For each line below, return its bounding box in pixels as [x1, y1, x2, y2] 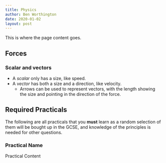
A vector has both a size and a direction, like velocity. [12, 81, 122, 86]
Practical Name [5, 142, 43, 149]
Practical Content [5, 153, 41, 159]
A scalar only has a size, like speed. [12, 75, 86, 81]
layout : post [5, 21, 32, 26]
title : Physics [5, 7, 37, 12]
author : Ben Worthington [5, 12, 57, 17]
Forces [5, 49, 27, 58]
